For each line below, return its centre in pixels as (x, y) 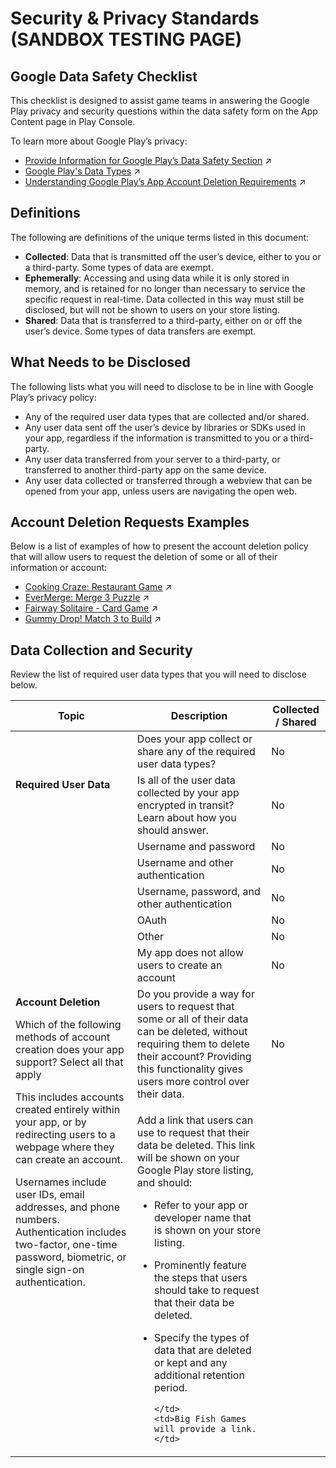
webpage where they (65, 1147)
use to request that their (193, 1133)
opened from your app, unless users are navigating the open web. (161, 491)
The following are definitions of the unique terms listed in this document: (160, 237)
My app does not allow (190, 953)
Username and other (185, 863)
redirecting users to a (65, 1135)
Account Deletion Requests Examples (130, 522)
